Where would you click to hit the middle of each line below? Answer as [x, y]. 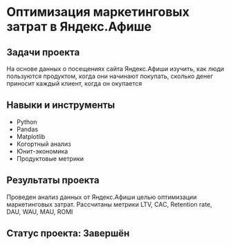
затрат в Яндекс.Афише [79, 27]
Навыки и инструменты [61, 105]
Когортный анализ [44, 144]
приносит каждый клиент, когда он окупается [74, 83]
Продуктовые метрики [50, 158]
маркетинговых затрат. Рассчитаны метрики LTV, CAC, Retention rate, [109, 204]
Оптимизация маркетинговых [98, 12]
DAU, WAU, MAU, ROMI [40, 211]
